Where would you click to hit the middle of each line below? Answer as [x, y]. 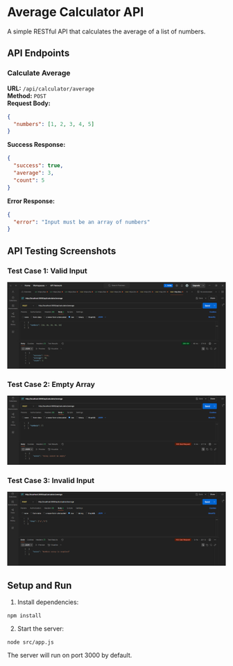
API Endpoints [38, 53]
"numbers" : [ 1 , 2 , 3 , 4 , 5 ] [54, 124]
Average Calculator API [76, 12]
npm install [24, 616]
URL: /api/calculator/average [51, 88]
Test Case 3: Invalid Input [51, 480]
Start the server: [41, 629]
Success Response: [36, 145]
